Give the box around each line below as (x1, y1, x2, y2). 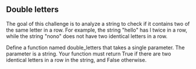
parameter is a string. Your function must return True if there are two (6, 50, 171, 57)
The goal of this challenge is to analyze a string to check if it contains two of (6, 20, 190, 27)
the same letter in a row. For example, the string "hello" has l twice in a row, (6, 26, 187, 33)
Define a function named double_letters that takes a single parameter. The (6, 44, 185, 51)
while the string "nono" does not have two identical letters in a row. (6, 32, 168, 40)
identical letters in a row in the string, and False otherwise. (6, 56, 147, 63)
